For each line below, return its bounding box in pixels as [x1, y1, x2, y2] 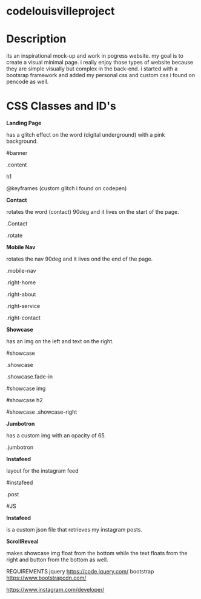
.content [6, 161, 27, 168]
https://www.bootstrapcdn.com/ [6, 574, 87, 581]
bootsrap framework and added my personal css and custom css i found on [6, 72, 196, 79]
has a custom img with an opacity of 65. [6, 432, 107, 439]
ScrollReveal [6, 538, 39, 545]
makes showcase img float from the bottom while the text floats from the [6, 550, 188, 557]
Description [6, 32, 67, 46]
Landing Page [6, 120, 42, 127]
